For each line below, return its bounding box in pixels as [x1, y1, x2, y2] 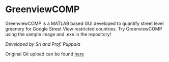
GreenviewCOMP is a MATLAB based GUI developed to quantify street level [5, 20, 164, 26]
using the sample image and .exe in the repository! [5, 31, 111, 37]
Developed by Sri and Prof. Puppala [5, 41, 80, 47]
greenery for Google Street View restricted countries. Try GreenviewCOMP [5, 25, 162, 32]
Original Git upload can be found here [5, 51, 84, 57]
